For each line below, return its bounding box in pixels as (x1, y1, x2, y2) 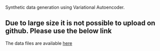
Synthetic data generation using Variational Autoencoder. (5, 5, 125, 10)
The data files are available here (5, 40, 73, 46)
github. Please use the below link (5, 27, 112, 35)
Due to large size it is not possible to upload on (5, 19, 156, 27)
